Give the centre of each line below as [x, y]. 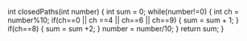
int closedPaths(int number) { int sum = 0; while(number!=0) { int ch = [123, 12]
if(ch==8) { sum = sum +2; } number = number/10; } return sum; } [116, 29]
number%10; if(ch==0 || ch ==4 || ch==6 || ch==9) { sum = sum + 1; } [123, 20]
